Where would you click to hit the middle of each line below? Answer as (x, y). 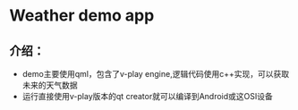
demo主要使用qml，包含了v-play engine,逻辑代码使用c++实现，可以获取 (155, 74)
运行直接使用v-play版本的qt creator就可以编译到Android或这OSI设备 (147, 96)
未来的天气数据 (50, 85)
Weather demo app (82, 16)
